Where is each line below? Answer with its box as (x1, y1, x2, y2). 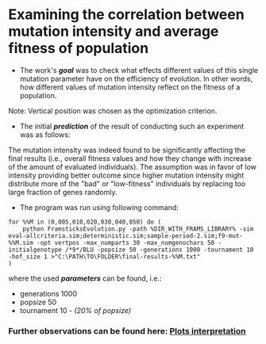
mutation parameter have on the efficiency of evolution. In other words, (19, 74, 253, 83)
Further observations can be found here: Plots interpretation (8, 325, 246, 336)
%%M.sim (8, 239, 34, 247)
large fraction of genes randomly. (8, 187, 118, 197)
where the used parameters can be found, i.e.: (8, 273, 162, 283)
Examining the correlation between (8, 6, 245, 24)
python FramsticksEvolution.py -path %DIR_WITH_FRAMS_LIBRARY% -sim (22, 224, 254, 233)
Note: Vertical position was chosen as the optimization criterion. (8, 105, 218, 116)
